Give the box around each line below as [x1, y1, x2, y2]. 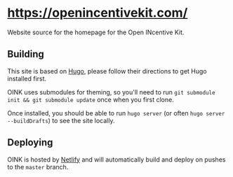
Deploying [7, 136, 53, 148]
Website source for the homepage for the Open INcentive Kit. [7, 28, 185, 36]
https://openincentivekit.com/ [7, 5, 188, 21]
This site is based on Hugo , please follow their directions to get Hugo [7, 66, 207, 75]
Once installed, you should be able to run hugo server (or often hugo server [7, 108, 225, 117]
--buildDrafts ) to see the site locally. [7, 116, 115, 125]
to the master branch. [7, 162, 69, 171]
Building [7, 48, 44, 60]
